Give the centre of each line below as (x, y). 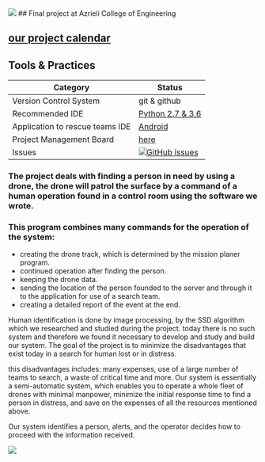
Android (153, 127)
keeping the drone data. (59, 280)
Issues (25, 152)
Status (170, 88)
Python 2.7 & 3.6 (170, 114)
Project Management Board (63, 139)
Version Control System (56, 101)
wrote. (21, 206)
